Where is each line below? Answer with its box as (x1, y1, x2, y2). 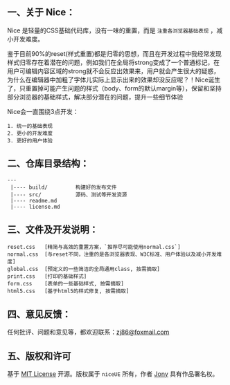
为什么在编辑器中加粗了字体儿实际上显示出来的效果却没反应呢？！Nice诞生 (7, 75, 221, 84)
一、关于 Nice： (7, 6, 76, 19)
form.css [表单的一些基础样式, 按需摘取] (7, 281, 125, 288)
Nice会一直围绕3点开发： (7, 107, 79, 115)
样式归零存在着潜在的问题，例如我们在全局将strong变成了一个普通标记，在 (7, 58, 220, 66)
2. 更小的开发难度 (7, 130, 53, 137)
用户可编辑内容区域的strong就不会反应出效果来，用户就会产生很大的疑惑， (7, 66, 220, 75)
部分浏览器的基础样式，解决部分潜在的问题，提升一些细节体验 (7, 93, 184, 101)
